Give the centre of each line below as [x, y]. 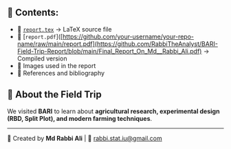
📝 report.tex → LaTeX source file [64, 29]
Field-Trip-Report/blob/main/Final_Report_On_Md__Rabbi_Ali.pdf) [109, 51]
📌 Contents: [33, 13]
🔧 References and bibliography [61, 73]
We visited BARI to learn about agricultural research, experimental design [113, 111]
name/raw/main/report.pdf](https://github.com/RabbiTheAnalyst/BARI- [118, 44]
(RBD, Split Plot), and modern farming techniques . [80, 118]
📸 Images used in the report [56, 65]
